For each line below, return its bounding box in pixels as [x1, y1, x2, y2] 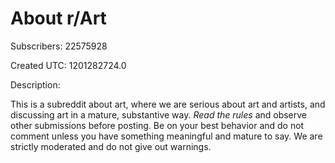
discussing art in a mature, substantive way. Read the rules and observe [10, 108, 308, 121]
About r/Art [10, 7, 107, 30]
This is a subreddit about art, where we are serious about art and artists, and [10, 98, 326, 110]
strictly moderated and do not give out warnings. [10, 140, 212, 152]
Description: [10, 78, 61, 91]
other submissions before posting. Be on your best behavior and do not [10, 119, 305, 131]
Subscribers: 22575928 [10, 40, 108, 52]
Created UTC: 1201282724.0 [10, 59, 127, 71]
